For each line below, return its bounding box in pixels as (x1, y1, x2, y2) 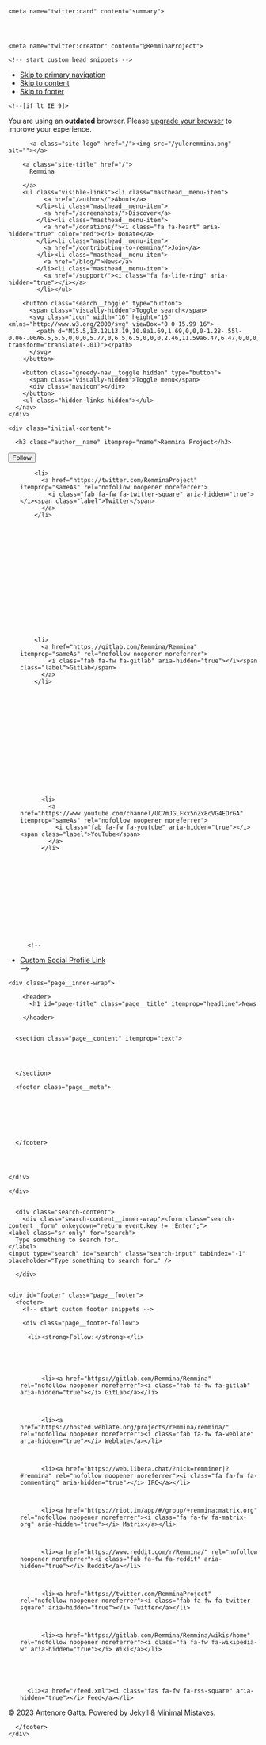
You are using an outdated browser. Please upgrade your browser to (8, 116, 232, 125)
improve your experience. (8, 125, 93, 134)
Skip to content (19, 79, 70, 87)
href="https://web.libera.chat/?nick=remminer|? (66, 1465, 230, 1473)
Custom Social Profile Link (19, 956, 106, 965)
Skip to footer (19, 87, 65, 96)
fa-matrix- (211, 1513, 247, 1521)
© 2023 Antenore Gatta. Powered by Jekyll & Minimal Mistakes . (8, 1708, 216, 1717)
